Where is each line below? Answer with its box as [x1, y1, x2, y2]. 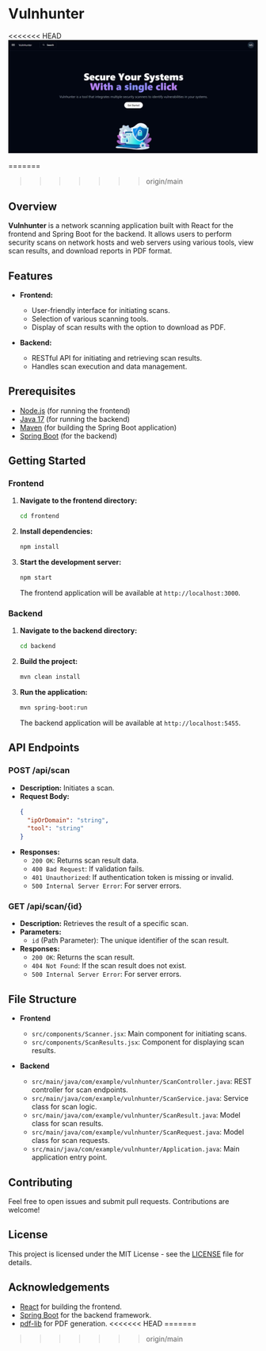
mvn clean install [19, 673, 81, 681]
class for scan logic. [31, 1102, 97, 1112]
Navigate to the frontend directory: [19, 496, 138, 505]
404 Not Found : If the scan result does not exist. [31, 961, 187, 971]
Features [8, 269, 53, 283]
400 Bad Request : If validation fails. [31, 864, 145, 874]
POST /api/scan [8, 765, 70, 776]
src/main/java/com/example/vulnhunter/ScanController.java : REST [31, 1077, 252, 1087]
